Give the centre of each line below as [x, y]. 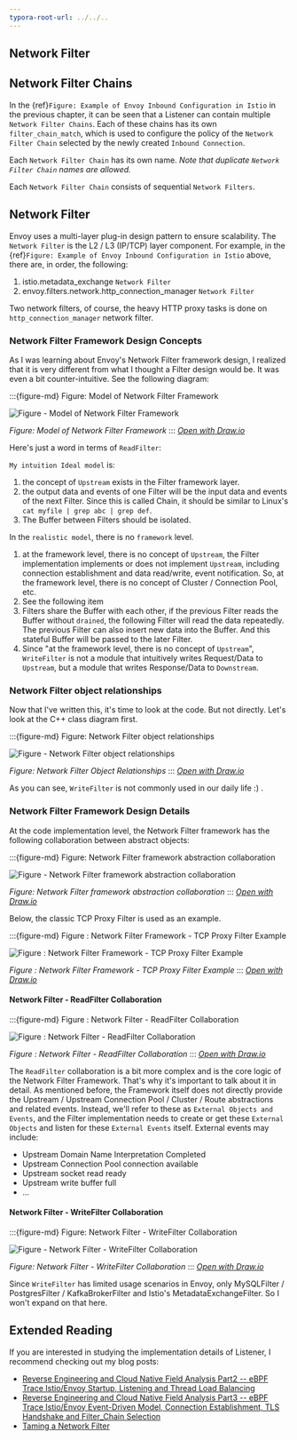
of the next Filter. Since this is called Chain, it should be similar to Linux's [155, 501]
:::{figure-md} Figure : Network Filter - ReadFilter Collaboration [124, 1019]
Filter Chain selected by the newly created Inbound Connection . [127, 142]
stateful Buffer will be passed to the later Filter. [107, 639]
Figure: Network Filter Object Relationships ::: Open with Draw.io [127, 771]
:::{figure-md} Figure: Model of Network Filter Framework [114, 395]
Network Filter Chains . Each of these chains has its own [113, 123]
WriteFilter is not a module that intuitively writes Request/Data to [142, 657]
